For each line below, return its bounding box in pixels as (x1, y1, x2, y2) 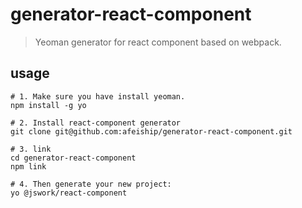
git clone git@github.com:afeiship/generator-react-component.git (10, 126, 293, 137)
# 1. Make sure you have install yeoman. (10, 91, 186, 102)
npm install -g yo (10, 100, 87, 110)
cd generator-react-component (10, 153, 137, 163)
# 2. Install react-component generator (10, 118, 182, 128)
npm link (10, 161, 47, 172)
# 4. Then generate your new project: (10, 179, 172, 189)
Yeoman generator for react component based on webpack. (34, 36, 282, 48)
